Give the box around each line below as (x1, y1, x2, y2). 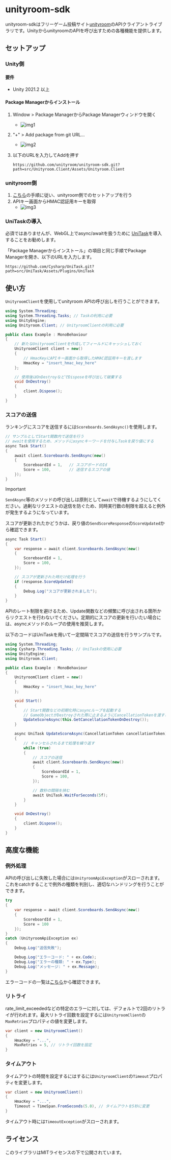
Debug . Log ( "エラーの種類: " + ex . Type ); (14, 959, 97, 964)
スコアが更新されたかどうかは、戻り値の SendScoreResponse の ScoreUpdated (5, 520, 161, 526)
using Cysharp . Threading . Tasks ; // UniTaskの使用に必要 (5, 647, 122, 652)
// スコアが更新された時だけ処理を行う (14, 574, 86, 579)
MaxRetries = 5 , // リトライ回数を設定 (14, 1043, 92, 1048)
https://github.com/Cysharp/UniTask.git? (5, 264, 95, 269)
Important (5, 486, 26, 492)
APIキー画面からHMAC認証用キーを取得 (12, 198, 96, 204)
